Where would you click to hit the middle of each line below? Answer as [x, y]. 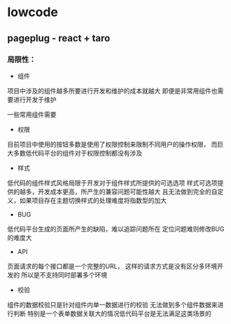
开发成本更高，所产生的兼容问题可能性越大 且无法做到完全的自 [127, 191]
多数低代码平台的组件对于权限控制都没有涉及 [77, 153]
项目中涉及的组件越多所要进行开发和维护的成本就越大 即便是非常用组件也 [112, 90]
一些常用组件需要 [32, 114]
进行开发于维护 [35, 100]
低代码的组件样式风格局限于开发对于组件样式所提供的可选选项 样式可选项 [112, 182]
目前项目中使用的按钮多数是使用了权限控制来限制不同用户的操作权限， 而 [112, 144]
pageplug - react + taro [59, 38]
